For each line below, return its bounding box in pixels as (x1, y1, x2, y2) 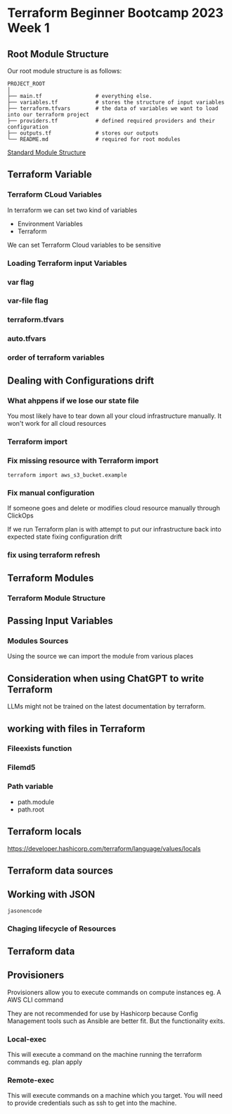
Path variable (7, 781, 54, 791)
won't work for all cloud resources (7, 419, 107, 427)
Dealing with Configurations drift (7, 374, 155, 386)
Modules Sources (7, 636, 69, 646)
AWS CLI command (7, 996, 64, 1004)
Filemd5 (7, 763, 36, 773)
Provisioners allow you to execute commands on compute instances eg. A (7, 988, 221, 996)
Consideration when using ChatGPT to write (7, 672, 205, 685)
